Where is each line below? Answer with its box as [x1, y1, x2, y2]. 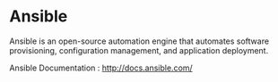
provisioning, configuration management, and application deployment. [9, 45, 269, 55]
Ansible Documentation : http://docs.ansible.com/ [9, 62, 193, 73]
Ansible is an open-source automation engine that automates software [9, 36, 270, 46]
